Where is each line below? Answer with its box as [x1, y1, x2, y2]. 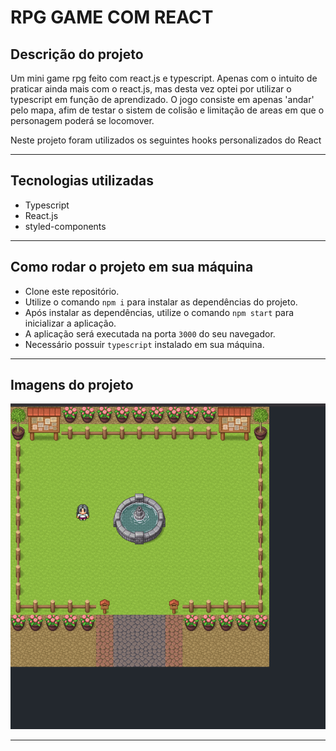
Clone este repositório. [24, 285, 120, 297]
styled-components [24, 220, 107, 232]
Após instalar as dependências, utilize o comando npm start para [24, 306, 295, 318]
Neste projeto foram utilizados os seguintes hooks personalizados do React [10, 134, 322, 146]
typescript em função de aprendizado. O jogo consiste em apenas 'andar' [10, 94, 315, 105]
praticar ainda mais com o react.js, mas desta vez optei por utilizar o [10, 83, 292, 95]
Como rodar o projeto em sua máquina [10, 259, 254, 276]
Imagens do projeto [10, 377, 134, 394]
